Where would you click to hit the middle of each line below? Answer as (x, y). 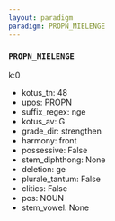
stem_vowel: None (55, 207)
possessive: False (54, 150)
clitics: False (44, 188)
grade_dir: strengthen (62, 131)
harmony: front (49, 140)
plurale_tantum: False (61, 179)
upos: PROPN (47, 102)
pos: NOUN (43, 198)
